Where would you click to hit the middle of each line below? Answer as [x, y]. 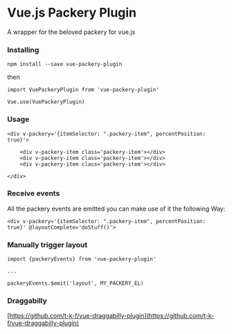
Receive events [34, 193]
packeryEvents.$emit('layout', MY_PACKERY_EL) [75, 283]
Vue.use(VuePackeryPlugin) [46, 102]
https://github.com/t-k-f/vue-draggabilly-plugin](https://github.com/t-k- [112, 316]
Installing [23, 50]
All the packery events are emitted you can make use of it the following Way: [116, 209]
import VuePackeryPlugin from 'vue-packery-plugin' [83, 90]
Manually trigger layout [47, 245]
